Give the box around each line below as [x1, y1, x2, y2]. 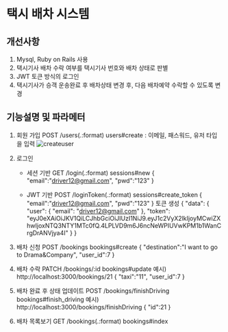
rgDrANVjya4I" [26, 228, 69, 237]
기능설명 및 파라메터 [6, 111, 86, 123]
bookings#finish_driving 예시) [16, 295, 99, 303]
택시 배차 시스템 [6, 6, 90, 22]
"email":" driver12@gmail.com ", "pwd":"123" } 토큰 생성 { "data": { [26, 199, 210, 207]
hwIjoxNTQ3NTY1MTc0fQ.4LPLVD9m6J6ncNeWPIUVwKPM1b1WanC [26, 221, 222, 230]
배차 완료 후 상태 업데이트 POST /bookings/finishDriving [16, 286, 170, 295]
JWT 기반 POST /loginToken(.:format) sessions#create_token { [26, 190, 203, 199]
